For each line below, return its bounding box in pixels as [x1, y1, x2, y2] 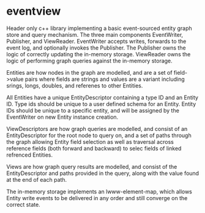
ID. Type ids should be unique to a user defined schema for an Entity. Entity [6, 100, 196, 108]
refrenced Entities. [6, 151, 53, 159]
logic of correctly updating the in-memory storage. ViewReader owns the [6, 50, 191, 58]
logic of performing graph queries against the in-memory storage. [6, 57, 173, 64]
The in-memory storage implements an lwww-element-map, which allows [6, 188, 193, 195]
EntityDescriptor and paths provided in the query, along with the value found [6, 170, 199, 177]
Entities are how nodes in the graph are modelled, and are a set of [6, 69, 173, 76]
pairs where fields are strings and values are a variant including [24, 75, 185, 83]
